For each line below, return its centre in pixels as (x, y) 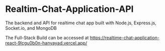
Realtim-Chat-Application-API (69, 9)
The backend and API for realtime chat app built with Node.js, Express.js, (81, 23)
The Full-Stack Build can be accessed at (47, 38)
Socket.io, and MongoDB (31, 28)
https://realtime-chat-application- (125, 38)
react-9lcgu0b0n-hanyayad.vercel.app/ (46, 43)
